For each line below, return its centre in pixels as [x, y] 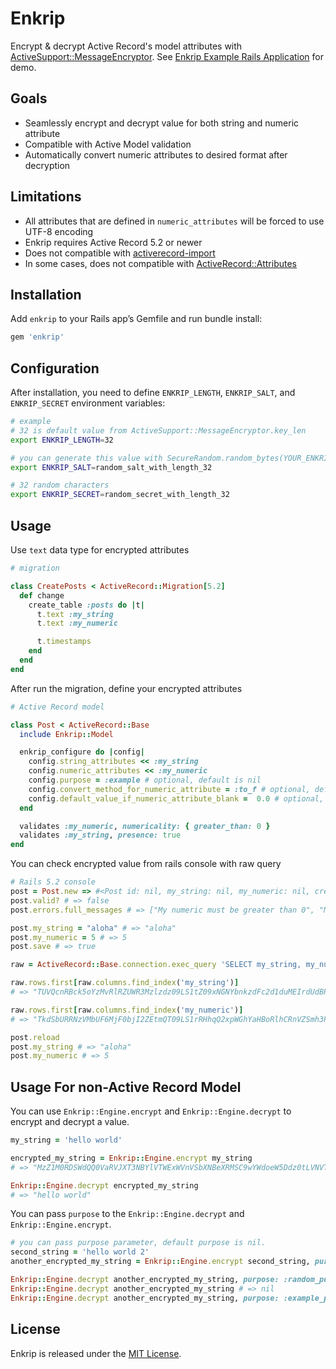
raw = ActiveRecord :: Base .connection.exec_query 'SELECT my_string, [156, 965]
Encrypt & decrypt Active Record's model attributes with [126, 46]
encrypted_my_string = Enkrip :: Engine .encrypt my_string [131, 1158]
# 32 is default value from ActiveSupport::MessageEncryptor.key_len [158, 430]
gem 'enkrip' [37, 337]
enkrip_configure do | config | [82, 752]
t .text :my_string [75, 614]
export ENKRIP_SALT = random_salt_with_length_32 [111, 467]
